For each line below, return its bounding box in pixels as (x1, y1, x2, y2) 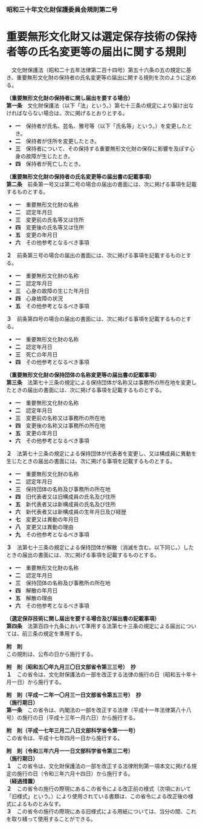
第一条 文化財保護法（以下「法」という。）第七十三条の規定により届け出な (6, 102, 194, 109)
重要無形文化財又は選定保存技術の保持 (6, 30, 198, 44)
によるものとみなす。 (11, 800, 65, 807)
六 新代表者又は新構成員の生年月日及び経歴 (14, 508, 127, 515)
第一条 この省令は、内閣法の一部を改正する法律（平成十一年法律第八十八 (6, 706, 192, 714)
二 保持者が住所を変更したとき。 (14, 137, 100, 145)
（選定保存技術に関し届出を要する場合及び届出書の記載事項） (6, 614, 160, 622)
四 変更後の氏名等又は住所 (14, 223, 85, 231)
